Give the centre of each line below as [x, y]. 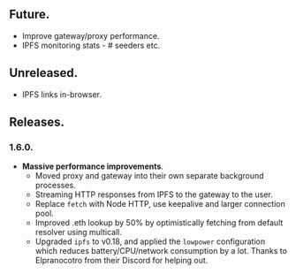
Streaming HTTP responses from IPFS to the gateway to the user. [154, 194]
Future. [30, 15]
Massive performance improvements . [92, 166]
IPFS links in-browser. [62, 94]
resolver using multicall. [78, 232]
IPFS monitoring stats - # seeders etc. [91, 45]
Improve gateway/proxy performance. [91, 35]
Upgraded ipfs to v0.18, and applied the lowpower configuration [150, 241]
